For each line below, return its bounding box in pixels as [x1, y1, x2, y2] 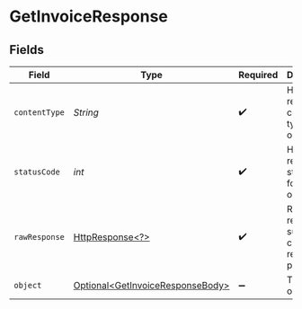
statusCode [13, 167, 60, 177]
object [13, 280, 42, 290]
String [73, 106, 99, 119]
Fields [9, 42, 45, 57]
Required [237, 69, 279, 81]
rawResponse [13, 232, 66, 242]
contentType [13, 108, 66, 118]
